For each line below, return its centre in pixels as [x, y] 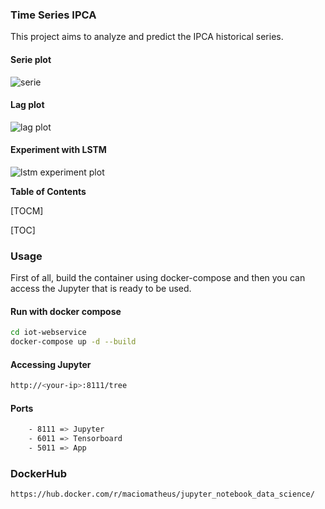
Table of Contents [48, 191]
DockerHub [38, 473]
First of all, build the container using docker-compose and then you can [158, 278]
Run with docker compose [66, 311]
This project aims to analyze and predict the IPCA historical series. [147, 37]
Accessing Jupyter [51, 364]
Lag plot [27, 105]
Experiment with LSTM [58, 150]
